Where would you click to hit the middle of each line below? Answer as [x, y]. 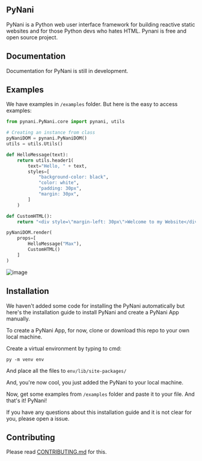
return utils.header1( [45, 160]
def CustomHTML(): [29, 216]
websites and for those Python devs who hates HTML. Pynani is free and [96, 31]
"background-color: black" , [74, 177]
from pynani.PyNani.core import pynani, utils [66, 122]
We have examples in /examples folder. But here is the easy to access [92, 104]
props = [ [26, 238]
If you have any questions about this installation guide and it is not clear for [99, 412]
